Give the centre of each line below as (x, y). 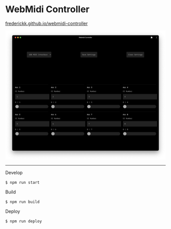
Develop (14, 173)
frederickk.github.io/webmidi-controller (47, 23)
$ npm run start (22, 183)
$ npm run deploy (24, 221)
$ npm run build (22, 202)
